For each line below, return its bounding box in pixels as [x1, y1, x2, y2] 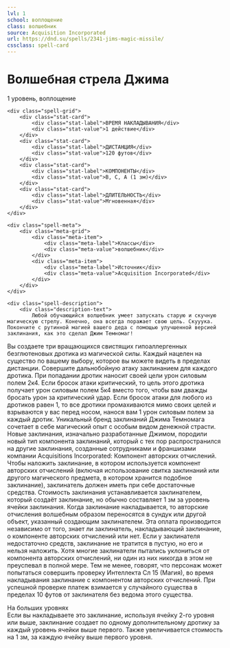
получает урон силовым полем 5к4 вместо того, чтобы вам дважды [7, 386, 208, 394]
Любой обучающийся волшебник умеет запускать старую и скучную [32, 312, 216, 319]
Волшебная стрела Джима [7, 71, 170, 87]
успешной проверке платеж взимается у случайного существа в [7, 583, 198, 591]
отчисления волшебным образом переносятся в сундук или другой [7, 510, 207, 518]
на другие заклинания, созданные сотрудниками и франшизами [7, 444, 196, 452]
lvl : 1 [7, 10, 26, 17]
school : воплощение [7, 16, 63, 23]
